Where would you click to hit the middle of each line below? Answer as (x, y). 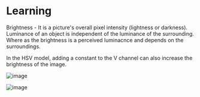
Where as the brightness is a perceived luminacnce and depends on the (95, 40)
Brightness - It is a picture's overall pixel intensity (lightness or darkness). (97, 27)
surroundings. (23, 46)
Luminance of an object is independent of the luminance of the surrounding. (100, 33)
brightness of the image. (37, 64)
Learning (29, 11)
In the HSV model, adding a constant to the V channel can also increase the (99, 58)
